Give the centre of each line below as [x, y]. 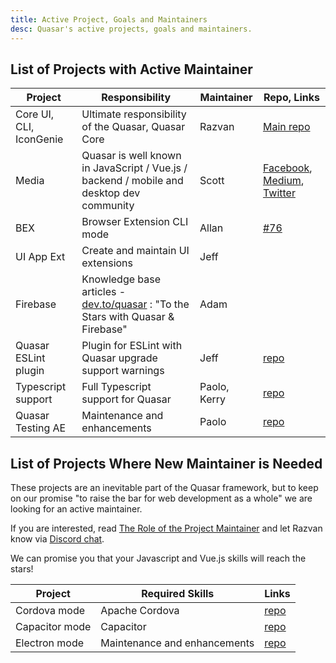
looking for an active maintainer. [76, 509]
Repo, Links [291, 98]
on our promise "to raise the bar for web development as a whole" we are [161, 498]
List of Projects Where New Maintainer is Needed [166, 463]
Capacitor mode [53, 627]
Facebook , [287, 168]
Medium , [283, 181]
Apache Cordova [140, 611]
